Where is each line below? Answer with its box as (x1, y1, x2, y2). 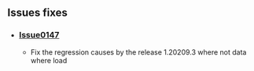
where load (30, 55, 68, 65)
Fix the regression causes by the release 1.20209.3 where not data (30, 47, 247, 57)
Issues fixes (7, 6, 68, 20)
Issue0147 (18, 30, 60, 41)
